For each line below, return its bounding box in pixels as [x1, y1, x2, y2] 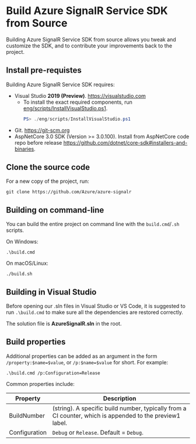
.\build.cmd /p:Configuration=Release [6, 370, 100, 376]
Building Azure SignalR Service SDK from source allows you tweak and [6, 36, 176, 43]
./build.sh [6, 271, 33, 277]
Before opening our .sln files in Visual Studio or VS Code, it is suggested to [6, 303, 185, 310]
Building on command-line [6, 205, 104, 215]
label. [52, 419, 68, 427]
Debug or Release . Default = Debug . [52, 428, 144, 436]
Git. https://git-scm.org [14, 127, 70, 134]
